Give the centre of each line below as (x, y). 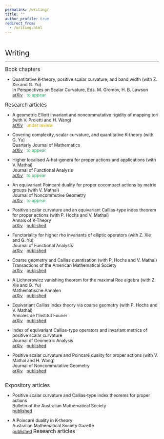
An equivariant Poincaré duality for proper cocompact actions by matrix (84, 185)
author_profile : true (27, 19)
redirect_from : (20, 23)
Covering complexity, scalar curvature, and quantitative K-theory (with (83, 135)
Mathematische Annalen (37, 290)
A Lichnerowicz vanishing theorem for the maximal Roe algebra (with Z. (84, 280)
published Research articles (44, 431)
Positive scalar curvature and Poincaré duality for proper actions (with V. (85, 355)
